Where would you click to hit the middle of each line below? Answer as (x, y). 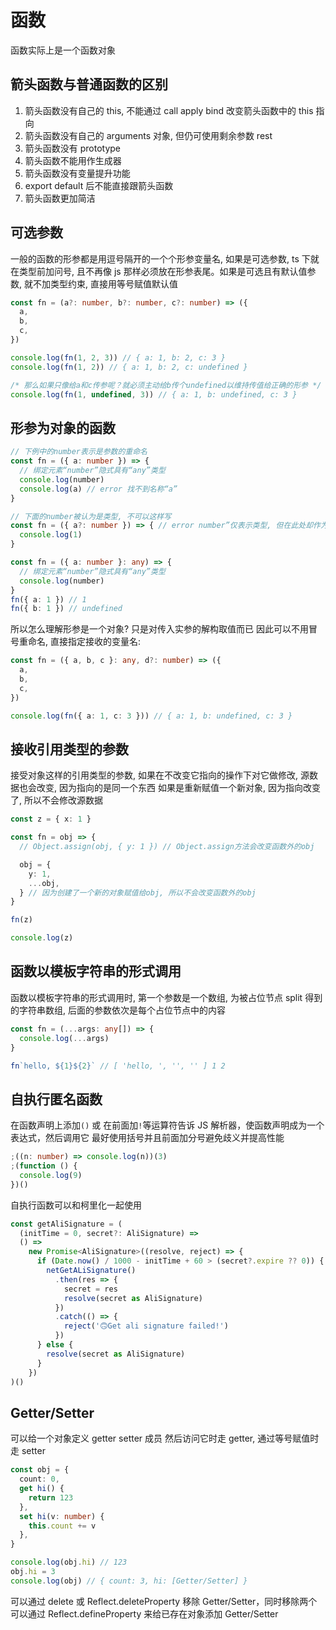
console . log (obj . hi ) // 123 (69, 1562)
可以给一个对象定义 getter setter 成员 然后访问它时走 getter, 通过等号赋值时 (165, 1438)
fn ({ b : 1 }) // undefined (66, 609)
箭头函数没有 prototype (73, 148)
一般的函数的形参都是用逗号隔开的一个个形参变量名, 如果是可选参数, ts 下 (160, 258)
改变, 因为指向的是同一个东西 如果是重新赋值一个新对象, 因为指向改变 (178, 788)
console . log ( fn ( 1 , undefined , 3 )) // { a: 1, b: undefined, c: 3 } (154, 394)
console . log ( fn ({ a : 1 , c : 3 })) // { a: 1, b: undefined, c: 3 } (151, 716)
